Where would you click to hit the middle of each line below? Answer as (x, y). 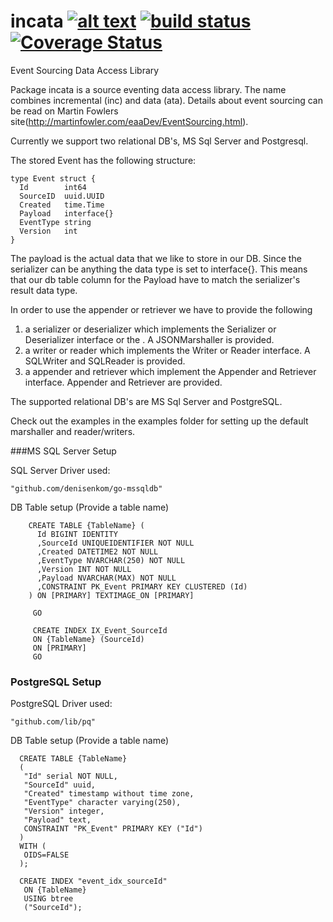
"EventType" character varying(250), (102, 803)
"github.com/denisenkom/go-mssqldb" (86, 488)
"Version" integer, (64, 811)
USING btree (48, 899)
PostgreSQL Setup (56, 682)
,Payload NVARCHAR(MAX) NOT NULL (106, 578)
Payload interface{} (66, 213)
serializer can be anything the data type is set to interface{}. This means (159, 269)
